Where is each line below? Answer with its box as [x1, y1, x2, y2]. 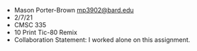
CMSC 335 [13, 21, 47, 29]
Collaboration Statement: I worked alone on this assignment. [13, 36, 191, 44]
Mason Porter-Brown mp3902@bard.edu [13, 6, 135, 14]
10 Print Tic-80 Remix [13, 28, 78, 36]
